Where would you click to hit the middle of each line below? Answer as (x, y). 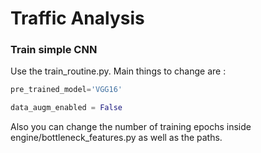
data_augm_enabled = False (66, 108)
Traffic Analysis (77, 18)
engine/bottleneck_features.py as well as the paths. (116, 138)
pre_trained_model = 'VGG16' (66, 90)
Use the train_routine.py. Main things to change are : (118, 71)
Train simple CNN (54, 50)
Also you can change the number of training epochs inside (131, 127)
